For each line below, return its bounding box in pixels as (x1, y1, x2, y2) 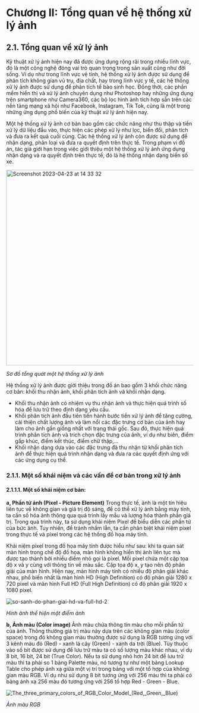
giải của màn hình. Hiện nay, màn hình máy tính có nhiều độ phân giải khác (6, 568, 189, 575)
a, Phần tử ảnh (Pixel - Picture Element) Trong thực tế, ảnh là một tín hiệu (6, 500, 187, 507)
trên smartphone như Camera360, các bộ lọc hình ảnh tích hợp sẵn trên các (6, 96, 192, 103)
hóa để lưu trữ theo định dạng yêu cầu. (14, 406, 110, 413)
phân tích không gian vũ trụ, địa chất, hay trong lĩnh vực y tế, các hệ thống (6, 77, 189, 84)
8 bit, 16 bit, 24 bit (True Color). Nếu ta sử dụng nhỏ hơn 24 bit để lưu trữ (6, 653, 184, 660)
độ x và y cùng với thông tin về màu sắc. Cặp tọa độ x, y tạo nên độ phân (6, 561, 185, 568)
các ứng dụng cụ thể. (14, 457, 68, 463)
